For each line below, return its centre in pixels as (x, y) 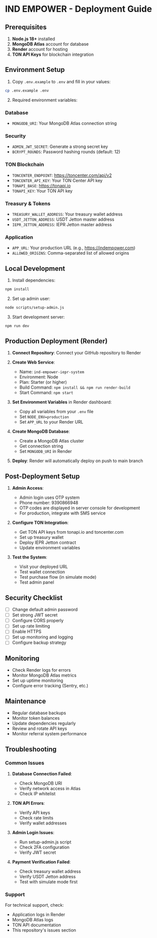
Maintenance (26, 701)
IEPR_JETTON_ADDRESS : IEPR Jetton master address (62, 224)
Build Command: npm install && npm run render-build (75, 387)
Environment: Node (39, 377)
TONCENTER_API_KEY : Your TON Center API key (57, 180)
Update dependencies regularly (44, 724)
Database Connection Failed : (42, 774)
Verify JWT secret (38, 852)
